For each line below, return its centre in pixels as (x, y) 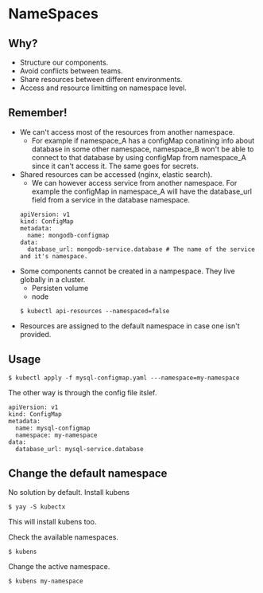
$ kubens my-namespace (46, 581)
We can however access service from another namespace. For (134, 183)
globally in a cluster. (52, 279)
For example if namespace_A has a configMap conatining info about (143, 140)
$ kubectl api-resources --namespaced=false (95, 311)
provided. (35, 334)
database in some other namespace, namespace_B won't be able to (143, 149)
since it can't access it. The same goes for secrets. (115, 166)
